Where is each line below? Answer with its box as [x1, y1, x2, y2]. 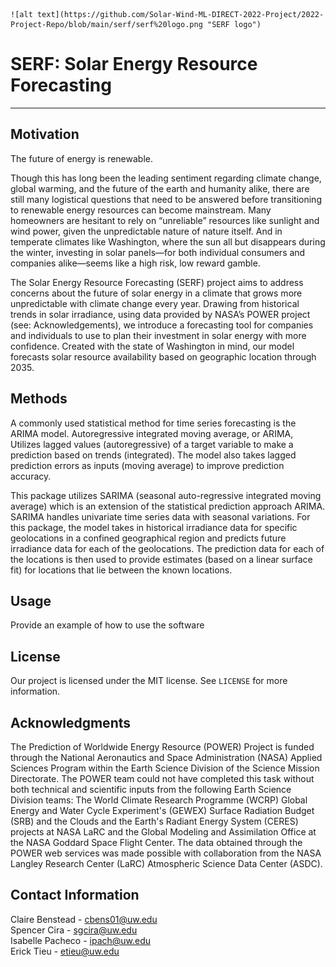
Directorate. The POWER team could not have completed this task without [10, 773, 315, 784]
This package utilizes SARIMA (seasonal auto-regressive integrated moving [10, 489, 322, 501]
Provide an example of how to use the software [10, 619, 205, 631]
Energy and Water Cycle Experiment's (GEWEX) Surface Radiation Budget [10, 805, 315, 816]
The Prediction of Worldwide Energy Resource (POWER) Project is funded [10, 741, 315, 753]
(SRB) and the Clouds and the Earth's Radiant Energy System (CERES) [10, 815, 299, 827]
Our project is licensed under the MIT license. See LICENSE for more [10, 675, 288, 687]
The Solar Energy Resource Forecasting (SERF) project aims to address [10, 276, 304, 288]
